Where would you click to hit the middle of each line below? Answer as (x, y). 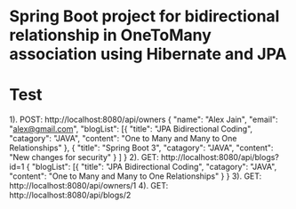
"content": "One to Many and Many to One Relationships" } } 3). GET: (136, 176)
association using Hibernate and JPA (148, 54)
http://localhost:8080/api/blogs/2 (70, 195)
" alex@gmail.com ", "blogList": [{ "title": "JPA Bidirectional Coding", (131, 129)
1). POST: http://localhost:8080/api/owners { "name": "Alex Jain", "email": (144, 120)
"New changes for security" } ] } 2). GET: (84, 157)
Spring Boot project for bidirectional (144, 16)
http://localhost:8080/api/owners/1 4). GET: (89, 186)
